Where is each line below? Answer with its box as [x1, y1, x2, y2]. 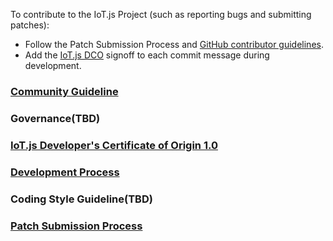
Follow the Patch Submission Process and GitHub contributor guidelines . [24, 39, 324, 50]
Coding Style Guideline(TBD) [10, 192, 153, 206]
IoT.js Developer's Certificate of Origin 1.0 [10, 138, 218, 152]
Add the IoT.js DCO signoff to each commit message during [24, 49, 270, 61]
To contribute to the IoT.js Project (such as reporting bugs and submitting [10, 9, 312, 20]
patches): [10, 19, 50, 31]
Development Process [10, 165, 120, 179]
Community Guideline [10, 84, 119, 98]
